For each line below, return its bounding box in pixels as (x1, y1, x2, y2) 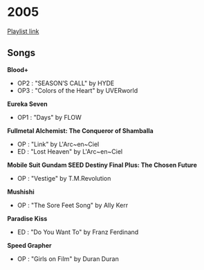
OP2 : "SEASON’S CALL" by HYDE (17, 79, 115, 87)
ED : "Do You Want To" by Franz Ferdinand (17, 228, 139, 236)
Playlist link (7, 27, 39, 35)
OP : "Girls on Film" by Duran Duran (17, 254, 119, 263)
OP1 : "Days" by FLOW (17, 113, 82, 121)
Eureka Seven (7, 100, 48, 108)
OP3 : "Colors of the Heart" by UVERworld (17, 86, 138, 94)
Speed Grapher (7, 241, 52, 249)
